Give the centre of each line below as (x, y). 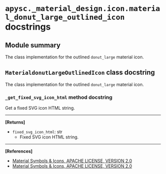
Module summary (33, 45)
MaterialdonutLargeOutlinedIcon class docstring (80, 72)
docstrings (28, 27)
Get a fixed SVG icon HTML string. (40, 108)
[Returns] (15, 122)
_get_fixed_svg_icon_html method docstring (59, 97)
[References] (19, 151)
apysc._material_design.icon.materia (83, 9)
